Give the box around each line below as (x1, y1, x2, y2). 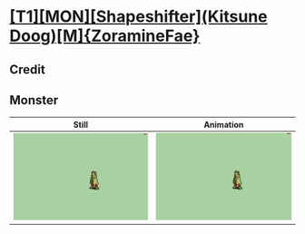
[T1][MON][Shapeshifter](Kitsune (9, 6, 268, 27)
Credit (9, 62, 45, 77)
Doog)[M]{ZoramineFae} (9, 25, 201, 46)
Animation (203, 119, 244, 130)
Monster (9, 93, 59, 108)
